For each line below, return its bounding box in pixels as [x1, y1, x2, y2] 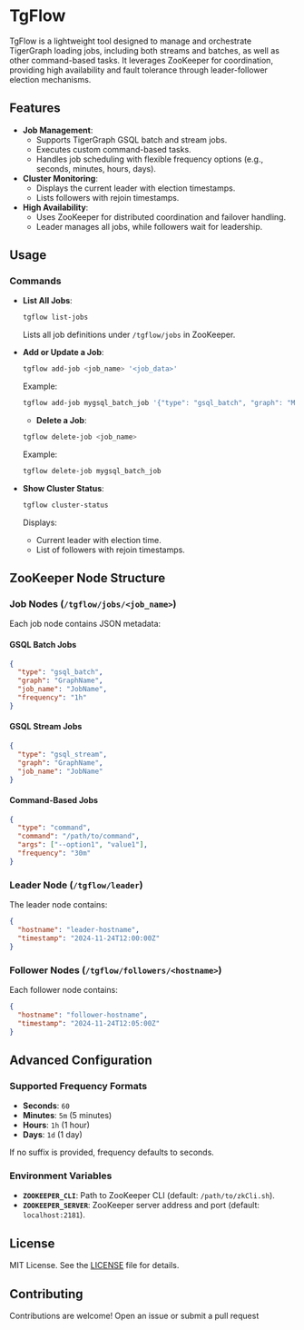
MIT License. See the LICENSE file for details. [9, 1260, 180, 1271]
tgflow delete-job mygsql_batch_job [22, 466, 162, 475]
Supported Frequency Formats [9, 1079, 148, 1092]
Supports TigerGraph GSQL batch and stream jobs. [35, 134, 228, 145]
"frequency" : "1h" [17, 693, 88, 702]
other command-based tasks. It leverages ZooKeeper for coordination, [9, 55, 274, 65]
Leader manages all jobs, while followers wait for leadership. [35, 221, 263, 232]
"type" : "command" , [17, 823, 92, 832]
